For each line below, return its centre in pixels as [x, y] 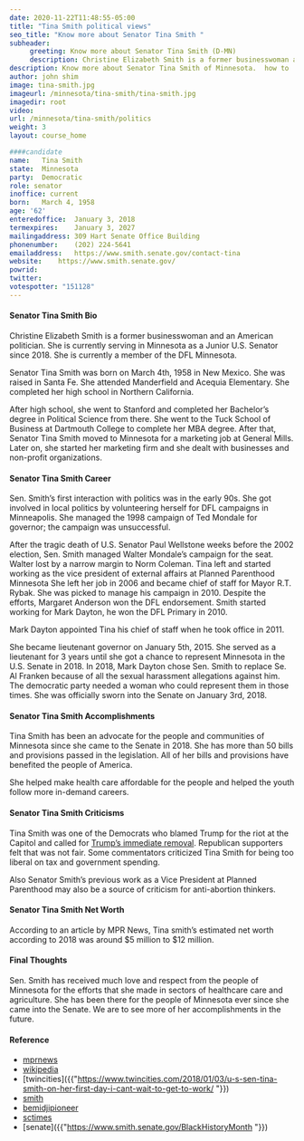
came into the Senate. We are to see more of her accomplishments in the [145, 1009]
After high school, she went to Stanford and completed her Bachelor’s [139, 409]
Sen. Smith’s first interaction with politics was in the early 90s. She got [140, 498]
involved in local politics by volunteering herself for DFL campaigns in [139, 508]
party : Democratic [46, 177]
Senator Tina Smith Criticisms [67, 812]
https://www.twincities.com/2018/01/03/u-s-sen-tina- [177, 1079]
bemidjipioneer [50, 1108]
